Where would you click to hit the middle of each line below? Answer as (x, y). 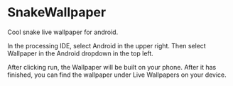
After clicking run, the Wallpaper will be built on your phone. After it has (112, 67)
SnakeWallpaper (57, 12)
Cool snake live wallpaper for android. (63, 32)
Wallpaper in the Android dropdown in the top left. (81, 53)
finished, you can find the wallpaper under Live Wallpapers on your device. (117, 75)
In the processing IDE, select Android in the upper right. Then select (107, 45)
